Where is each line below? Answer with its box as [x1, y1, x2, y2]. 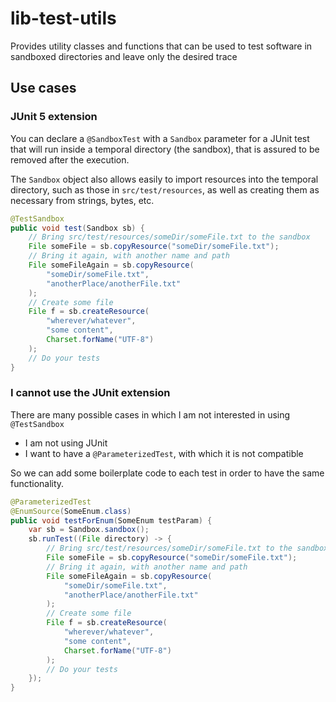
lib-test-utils [10, 7, 117, 30]
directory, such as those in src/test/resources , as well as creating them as [10, 183, 320, 196]
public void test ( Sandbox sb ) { [10, 223, 145, 233]
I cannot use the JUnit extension [10, 386, 171, 400]
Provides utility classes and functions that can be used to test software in [10, 40, 313, 52]
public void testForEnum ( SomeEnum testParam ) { [10, 515, 213, 526]
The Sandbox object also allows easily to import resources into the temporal [10, 173, 319, 185]
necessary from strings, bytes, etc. [10, 194, 155, 206]
